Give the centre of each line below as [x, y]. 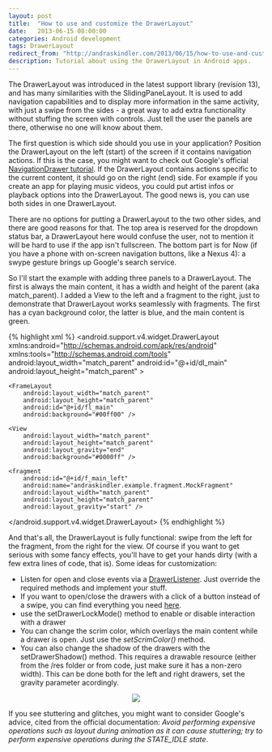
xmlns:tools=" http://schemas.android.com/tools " [90, 354]
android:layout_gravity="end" [74, 450]
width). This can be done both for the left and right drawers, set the [132, 673]
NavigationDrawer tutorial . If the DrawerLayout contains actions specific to [133, 169]
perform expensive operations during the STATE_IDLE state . [108, 739]
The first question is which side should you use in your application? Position [135, 143]
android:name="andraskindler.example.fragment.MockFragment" [128, 485]
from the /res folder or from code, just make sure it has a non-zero [131, 665]
